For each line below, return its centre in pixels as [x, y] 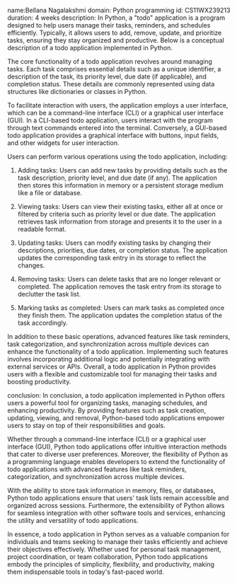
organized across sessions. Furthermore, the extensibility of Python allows [116, 506]
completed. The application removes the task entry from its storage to [119, 287]
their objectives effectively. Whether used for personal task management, [114, 549]
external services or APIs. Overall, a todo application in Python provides [112, 366]
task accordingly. [43, 323]
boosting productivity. [39, 382]
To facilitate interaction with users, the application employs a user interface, [118, 105]
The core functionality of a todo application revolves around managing [110, 62]
